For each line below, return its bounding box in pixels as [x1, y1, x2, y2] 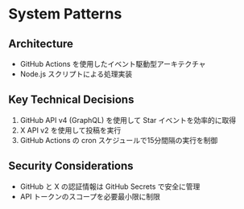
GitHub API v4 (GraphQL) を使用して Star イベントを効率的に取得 [19, 115, 236, 125]
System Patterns [8, 5, 122, 23]
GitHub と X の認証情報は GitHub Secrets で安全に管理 [19, 182, 201, 191]
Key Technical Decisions [8, 93, 134, 107]
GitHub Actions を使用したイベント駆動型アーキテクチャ [19, 59, 207, 68]
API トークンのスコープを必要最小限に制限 [19, 191, 161, 201]
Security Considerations [8, 159, 134, 173]
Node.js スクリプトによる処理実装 [19, 69, 133, 79]
